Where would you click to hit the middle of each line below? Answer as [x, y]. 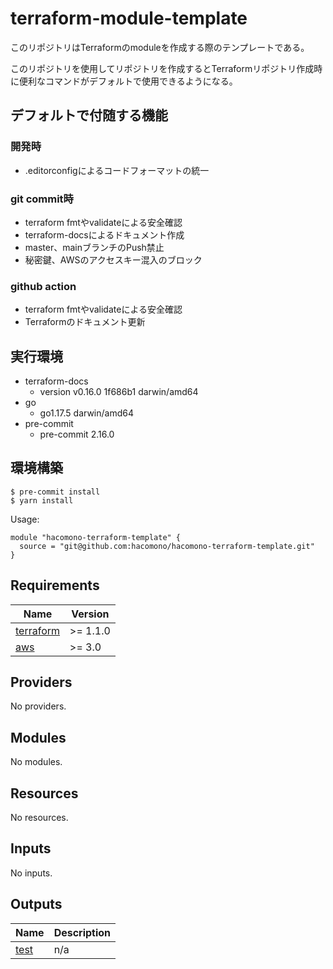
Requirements [55, 585]
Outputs [36, 904]
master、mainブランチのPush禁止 [94, 247]
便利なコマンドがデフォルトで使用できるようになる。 [128, 81]
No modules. [36, 762]
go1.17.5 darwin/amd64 [86, 413]
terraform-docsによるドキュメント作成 [104, 234]
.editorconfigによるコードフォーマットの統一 [117, 170]
